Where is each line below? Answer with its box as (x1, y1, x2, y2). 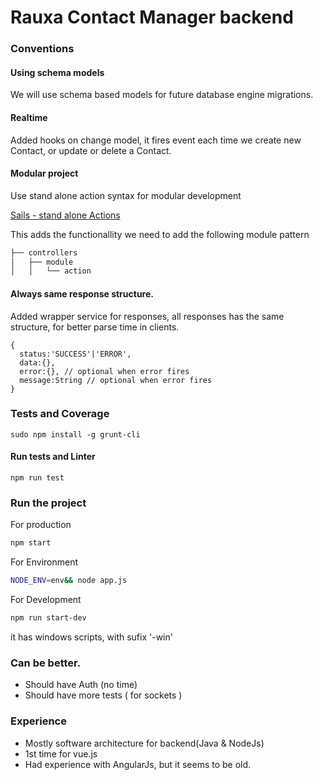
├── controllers (10, 247, 78, 258)
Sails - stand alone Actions (10, 209, 121, 221)
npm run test (10, 473, 65, 483)
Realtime (10, 111, 48, 123)
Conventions (10, 42, 75, 56)
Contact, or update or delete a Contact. (10, 144, 172, 156)
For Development (10, 594, 82, 606)
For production (10, 519, 72, 531)
